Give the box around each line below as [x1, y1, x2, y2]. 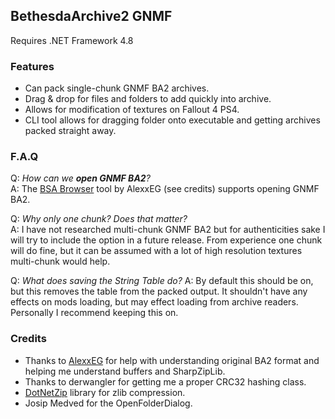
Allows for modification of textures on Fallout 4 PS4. [24, 104, 240, 116]
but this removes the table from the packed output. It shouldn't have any [10, 285, 308, 298]
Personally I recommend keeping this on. [10, 307, 179, 319]
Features [10, 59, 55, 73]
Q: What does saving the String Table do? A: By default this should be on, [10, 275, 314, 287]
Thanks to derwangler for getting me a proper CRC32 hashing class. [24, 375, 307, 388]
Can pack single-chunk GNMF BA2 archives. [24, 82, 210, 94]
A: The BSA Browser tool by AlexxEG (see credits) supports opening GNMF [10, 183, 320, 195]
